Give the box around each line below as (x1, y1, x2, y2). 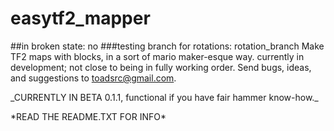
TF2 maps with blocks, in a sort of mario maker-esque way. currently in (10, 50, 305, 62)
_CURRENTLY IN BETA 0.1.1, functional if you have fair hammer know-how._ (10, 91, 319, 103)
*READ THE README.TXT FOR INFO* (10, 110, 167, 122)
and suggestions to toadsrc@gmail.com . (10, 72, 177, 84)
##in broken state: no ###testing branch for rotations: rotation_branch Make (10, 40, 325, 52)
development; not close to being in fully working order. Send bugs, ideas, (10, 61, 312, 73)
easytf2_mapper (10, 7, 151, 30)
